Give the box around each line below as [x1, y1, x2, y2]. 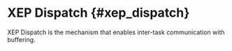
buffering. [7, 35, 36, 43]
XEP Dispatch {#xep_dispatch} [7, 5, 190, 21]
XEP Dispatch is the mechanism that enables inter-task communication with [7, 28, 225, 36]
